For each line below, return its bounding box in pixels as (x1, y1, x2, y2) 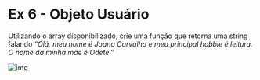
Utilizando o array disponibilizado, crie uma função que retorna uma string (8, 31, 248, 40)
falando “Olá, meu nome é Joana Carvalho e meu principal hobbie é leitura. (8, 39, 253, 48)
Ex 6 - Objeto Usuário (8, 5, 150, 23)
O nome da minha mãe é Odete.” (8, 47, 115, 57)
